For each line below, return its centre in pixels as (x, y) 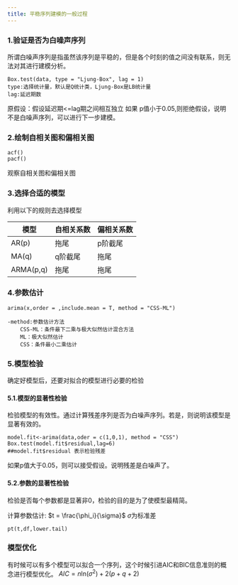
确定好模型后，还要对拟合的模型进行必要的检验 (75, 380)
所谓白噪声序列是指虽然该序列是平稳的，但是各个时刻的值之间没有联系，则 (116, 57)
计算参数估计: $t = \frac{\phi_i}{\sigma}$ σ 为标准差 (82, 515)
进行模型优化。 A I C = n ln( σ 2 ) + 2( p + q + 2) (76, 573)
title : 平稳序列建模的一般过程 (47, 14)
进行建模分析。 (47, 65)
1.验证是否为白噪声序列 (47, 40)
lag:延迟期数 (24, 94)
